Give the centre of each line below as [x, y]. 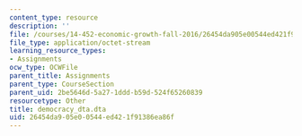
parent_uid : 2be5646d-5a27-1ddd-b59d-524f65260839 [106, 92]
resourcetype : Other [48, 101]
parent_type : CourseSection [62, 84]
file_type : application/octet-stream [80, 42]
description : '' [40, 26]
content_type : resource [54, 17]
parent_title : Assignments [60, 76]
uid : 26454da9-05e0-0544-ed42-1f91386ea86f [92, 117]
